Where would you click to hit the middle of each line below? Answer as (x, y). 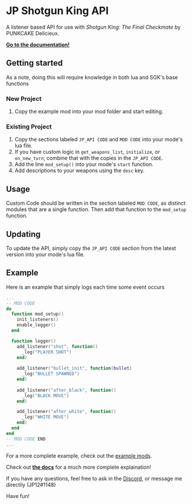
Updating (23, 234)
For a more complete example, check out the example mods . (79, 455)
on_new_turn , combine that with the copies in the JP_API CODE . (89, 158)
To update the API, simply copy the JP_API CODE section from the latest (91, 248)
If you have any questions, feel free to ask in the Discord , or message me (94, 478)
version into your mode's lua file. (45, 254)
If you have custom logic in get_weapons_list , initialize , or (87, 152)
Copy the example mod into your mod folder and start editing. (89, 111)
